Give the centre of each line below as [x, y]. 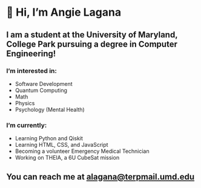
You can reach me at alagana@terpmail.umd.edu [100, 177]
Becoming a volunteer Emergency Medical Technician [82, 151]
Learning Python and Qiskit [49, 138]
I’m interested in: [32, 71]
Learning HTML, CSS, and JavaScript [61, 145]
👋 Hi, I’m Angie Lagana [64, 12]
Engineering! [31, 53]
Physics [25, 103]
